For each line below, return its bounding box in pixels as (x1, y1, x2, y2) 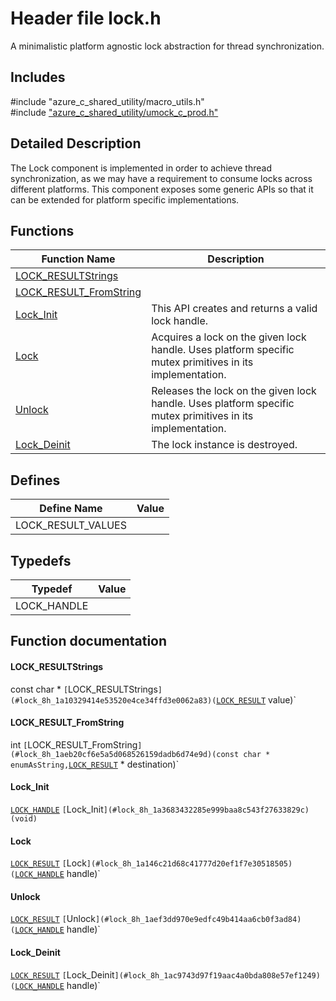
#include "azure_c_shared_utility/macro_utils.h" (10, 95, 205, 107)
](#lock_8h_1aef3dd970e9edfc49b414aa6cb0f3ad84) (95, 915, 302, 925)
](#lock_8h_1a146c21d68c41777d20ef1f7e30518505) (86, 859, 293, 869)
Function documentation (10, 633, 168, 650)
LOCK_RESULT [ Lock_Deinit (10, 968, 115, 981)
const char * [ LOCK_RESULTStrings (10, 683, 158, 695)
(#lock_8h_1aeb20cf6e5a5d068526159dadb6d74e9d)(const (10, 749, 240, 759)
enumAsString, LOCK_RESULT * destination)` (10, 758, 180, 770)
